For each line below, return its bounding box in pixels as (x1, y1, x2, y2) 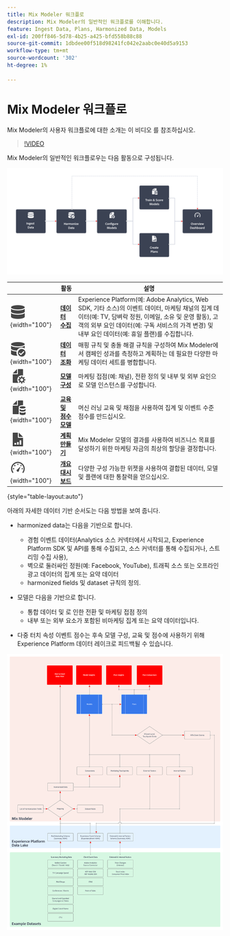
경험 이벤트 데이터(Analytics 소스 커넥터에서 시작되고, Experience (27, 536, 204, 544)
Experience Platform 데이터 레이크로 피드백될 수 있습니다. (16, 639, 173, 648)
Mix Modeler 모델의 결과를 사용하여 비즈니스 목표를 (78, 436, 216, 444)
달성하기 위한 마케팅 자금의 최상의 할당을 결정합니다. (78, 444, 217, 453)
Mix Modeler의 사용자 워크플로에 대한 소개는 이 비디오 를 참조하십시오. (7, 126, 196, 134)
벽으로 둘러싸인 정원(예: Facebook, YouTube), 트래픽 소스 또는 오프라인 (27, 562, 219, 570)
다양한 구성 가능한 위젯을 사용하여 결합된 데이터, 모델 (78, 464, 218, 472)
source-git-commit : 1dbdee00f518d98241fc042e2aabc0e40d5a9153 (7, 40, 188, 47)
